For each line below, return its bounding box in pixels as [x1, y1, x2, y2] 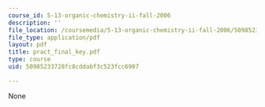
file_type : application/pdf [8, 33, 101, 42]
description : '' [8, 19, 62, 27]
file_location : [8, 26, 58, 34]
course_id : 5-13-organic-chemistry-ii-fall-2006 [8, 11, 171, 20]
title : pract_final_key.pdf [8, 48, 101, 56]
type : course [8, 56, 51, 64]
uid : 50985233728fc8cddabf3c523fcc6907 [8, 63, 140, 71]
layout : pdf [8, 41, 47, 49]
